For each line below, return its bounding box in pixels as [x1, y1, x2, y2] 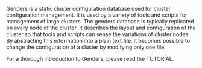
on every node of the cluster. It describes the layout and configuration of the [6, 24, 196, 31]
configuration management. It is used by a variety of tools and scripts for [6, 11, 188, 19]
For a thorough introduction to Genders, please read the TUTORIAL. [6, 55, 174, 62]
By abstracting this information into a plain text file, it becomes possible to [6, 37, 191, 44]
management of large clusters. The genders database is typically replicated [6, 18, 194, 25]
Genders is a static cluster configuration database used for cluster [6, 5, 171, 12]
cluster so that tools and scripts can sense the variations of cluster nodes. [6, 31, 190, 38]
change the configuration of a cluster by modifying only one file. [6, 43, 166, 51]
